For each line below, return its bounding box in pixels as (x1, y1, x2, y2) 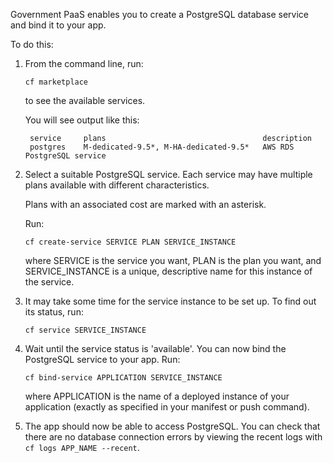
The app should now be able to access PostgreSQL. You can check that (24, 420, 321, 432)
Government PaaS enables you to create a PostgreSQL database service (10, 9, 310, 20)
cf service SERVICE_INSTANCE (24, 325, 147, 335)
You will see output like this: (24, 114, 140, 126)
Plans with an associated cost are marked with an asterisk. (24, 199, 267, 210)
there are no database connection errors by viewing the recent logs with (24, 431, 323, 443)
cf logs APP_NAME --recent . (24, 442, 140, 453)
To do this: (10, 39, 54, 50)
